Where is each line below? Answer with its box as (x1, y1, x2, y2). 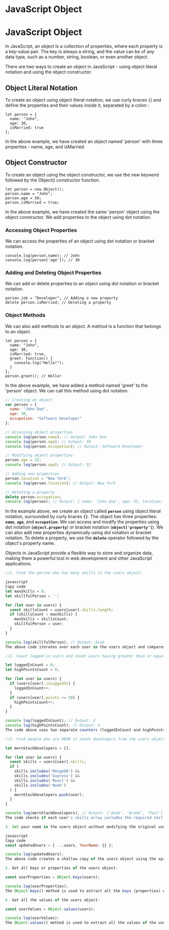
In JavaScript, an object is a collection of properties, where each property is (5, 43, 163, 49)
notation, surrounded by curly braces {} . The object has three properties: (5, 514, 157, 520)
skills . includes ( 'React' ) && (14, 778, 75, 783)
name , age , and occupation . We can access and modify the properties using (5, 519, 159, 525)
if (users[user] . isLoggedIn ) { (10, 681, 75, 686)
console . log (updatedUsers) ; (5, 852, 64, 857)
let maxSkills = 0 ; (5, 588, 46, 594)
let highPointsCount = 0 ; (5, 667, 59, 672)
